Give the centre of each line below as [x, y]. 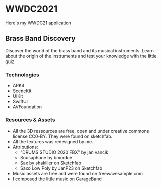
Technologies [22, 75]
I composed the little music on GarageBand [57, 179]
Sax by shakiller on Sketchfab [51, 163]
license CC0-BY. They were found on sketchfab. [62, 136]
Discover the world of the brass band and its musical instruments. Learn [80, 50]
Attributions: [25, 147]
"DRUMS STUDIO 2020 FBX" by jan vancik [64, 152]
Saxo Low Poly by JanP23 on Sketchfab [61, 168]
